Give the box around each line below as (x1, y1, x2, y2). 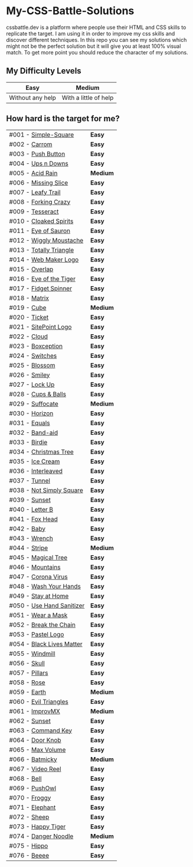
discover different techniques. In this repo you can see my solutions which (6, 36, 187, 43)
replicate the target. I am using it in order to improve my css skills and (6, 30, 175, 37)
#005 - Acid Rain (9, 169, 58, 177)
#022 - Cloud (9, 332, 48, 341)
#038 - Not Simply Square (9, 486, 84, 494)
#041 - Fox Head (9, 515, 58, 523)
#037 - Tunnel (9, 476, 50, 484)
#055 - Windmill (9, 649, 55, 658)
